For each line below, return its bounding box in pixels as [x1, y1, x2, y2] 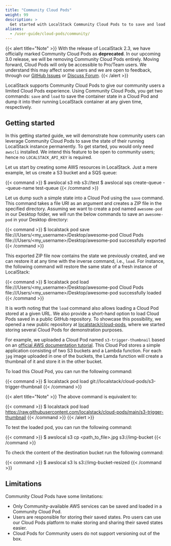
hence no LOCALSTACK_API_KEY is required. [5, 154, 93, 160]
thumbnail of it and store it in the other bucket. [5, 358, 103, 365]
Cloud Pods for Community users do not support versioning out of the [12, 530, 160, 536]
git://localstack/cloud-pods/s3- [90, 378, 156, 384]
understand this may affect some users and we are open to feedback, [5, 67, 152, 73]
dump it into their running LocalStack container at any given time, [5, 99, 143, 105]
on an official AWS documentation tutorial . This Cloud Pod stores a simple [5, 342, 161, 348]
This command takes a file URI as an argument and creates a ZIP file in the [5, 200, 162, 206]
